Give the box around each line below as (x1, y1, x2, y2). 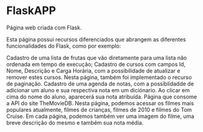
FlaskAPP (6, 4, 56, 18)
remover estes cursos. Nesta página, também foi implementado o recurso (6, 73, 192, 81)
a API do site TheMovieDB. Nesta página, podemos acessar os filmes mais (6, 99, 194, 107)
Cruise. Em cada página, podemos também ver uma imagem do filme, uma (6, 112, 194, 120)
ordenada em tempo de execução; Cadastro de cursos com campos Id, (6, 61, 186, 68)
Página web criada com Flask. (6, 24, 82, 31)
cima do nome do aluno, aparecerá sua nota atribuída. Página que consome (6, 93, 197, 100)
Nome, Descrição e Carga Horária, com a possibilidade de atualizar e (6, 67, 180, 74)
